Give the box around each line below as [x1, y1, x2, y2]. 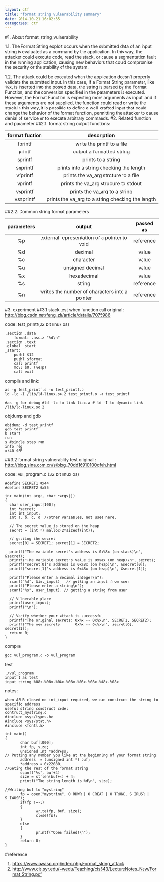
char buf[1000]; [20, 740, 54, 745]
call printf [14, 361, 38, 366]
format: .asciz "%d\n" [14, 335, 60, 340]
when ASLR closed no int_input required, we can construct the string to [5, 697, 159, 703]
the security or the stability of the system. [5, 65, 89, 70]
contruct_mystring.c [5, 710, 47, 715]
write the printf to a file [75, 140, 128, 147]
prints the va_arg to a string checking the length [46, 196, 156, 203]
